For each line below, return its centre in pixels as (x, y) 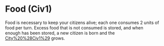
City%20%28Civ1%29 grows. (35, 38)
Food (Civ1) (29, 9)
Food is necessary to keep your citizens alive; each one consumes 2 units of (82, 23)
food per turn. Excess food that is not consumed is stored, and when (74, 27)
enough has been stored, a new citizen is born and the (60, 33)
